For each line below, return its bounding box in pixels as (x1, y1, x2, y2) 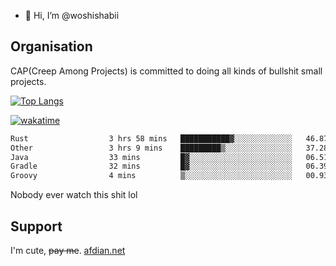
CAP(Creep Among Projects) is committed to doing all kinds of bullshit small (10, 65, 323, 77)
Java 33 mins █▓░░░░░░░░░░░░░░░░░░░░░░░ (10, 152, 293, 162)
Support (10, 218, 63, 235)
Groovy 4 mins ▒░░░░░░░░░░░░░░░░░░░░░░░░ (10, 171, 293, 181)
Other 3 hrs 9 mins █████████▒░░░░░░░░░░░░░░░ (10, 143, 293, 153)
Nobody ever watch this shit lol (10, 189, 138, 201)
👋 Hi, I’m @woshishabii (24, 10, 120, 21)
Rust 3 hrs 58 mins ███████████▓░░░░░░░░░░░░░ (10, 133, 293, 144)
